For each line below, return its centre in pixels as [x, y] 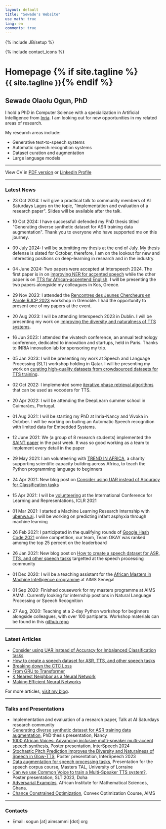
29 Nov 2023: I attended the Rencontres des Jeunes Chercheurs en [81, 295]
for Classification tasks [36, 485]
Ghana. [20, 788]
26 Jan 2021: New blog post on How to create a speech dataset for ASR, [86, 553]
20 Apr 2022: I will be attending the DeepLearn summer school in [79, 401]
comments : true [21, 28]
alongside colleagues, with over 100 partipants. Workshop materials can [85, 616]
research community [33, 725]
